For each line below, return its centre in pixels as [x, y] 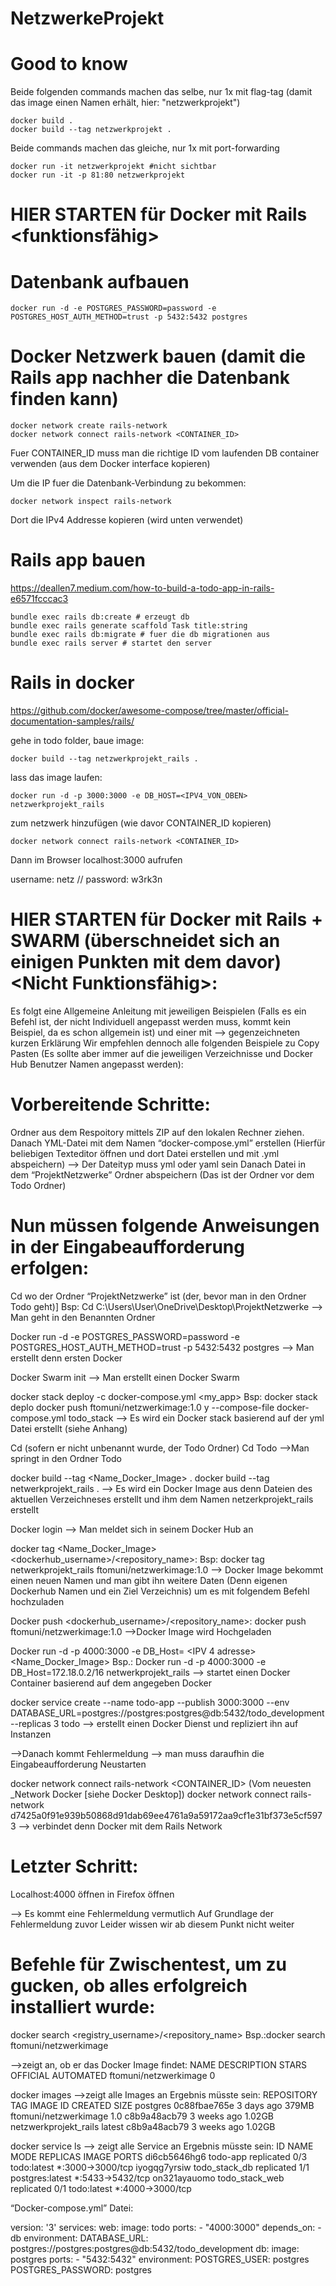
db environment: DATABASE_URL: [79, 2238]
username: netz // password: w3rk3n [86, 879]
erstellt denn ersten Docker [66, 1358]
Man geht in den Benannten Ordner [83, 1317]
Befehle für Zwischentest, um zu [148, 1964]
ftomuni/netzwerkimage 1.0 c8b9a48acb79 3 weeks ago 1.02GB [142, 2116]
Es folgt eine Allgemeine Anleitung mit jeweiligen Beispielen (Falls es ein [158, 1011]
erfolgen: [50, 1268]
